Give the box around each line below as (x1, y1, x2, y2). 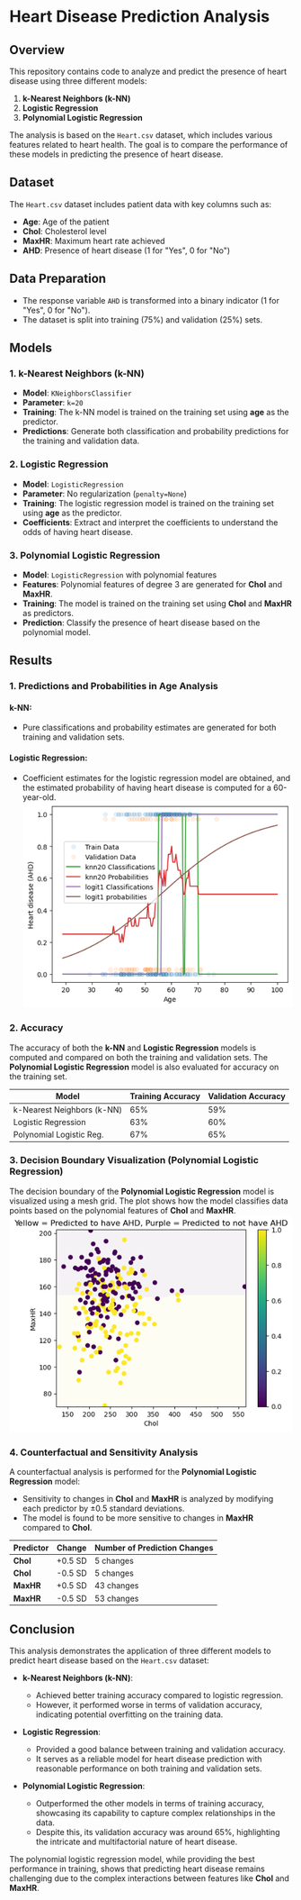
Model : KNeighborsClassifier (22, 387, 132, 398)
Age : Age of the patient (22, 216, 110, 227)
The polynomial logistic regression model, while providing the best (9, 1853, 255, 1864)
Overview (9, 42, 66, 58)
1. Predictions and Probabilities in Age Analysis (9, 680, 218, 693)
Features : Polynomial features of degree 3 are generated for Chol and (22, 578, 283, 589)
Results (9, 653, 53, 668)
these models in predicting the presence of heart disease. (9, 149, 224, 159)
